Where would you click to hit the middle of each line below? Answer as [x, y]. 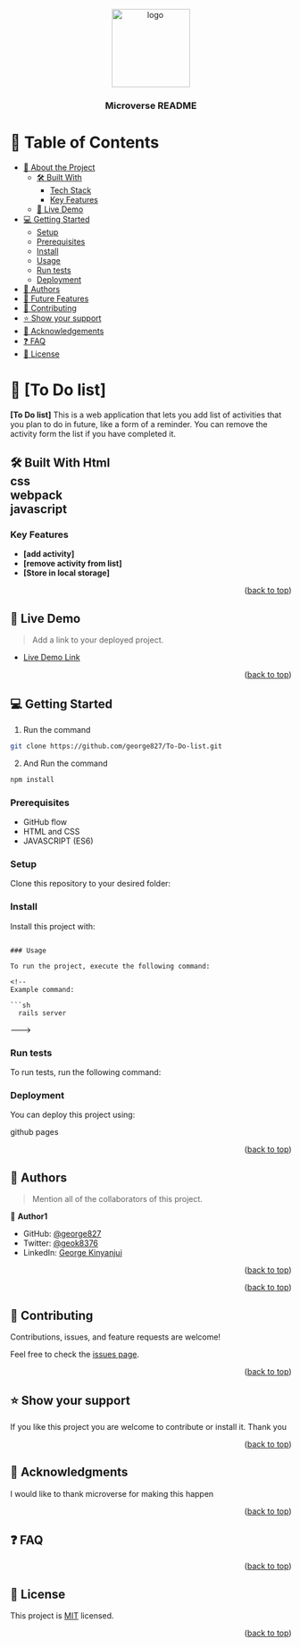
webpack [37, 496]
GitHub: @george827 [62, 1234]
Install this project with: [53, 926]
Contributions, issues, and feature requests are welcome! [116, 1337]
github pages [34, 1132]
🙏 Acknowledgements [63, 331]
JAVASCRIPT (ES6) [58, 841]
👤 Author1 [29, 1216]
